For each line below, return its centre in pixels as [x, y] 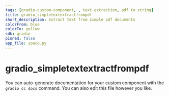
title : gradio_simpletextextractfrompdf [49, 15]
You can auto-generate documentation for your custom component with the [85, 83]
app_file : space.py [26, 43]
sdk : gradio [18, 34]
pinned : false [20, 39]
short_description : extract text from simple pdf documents [71, 19]
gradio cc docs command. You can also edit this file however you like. [79, 88]
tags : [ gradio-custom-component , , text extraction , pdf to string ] [79, 10]
